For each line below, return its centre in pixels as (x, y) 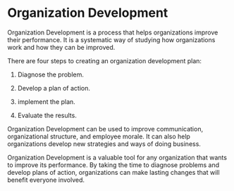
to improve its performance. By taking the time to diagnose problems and (113, 165)
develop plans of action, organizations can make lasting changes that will (113, 172)
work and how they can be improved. (61, 47)
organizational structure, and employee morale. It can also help (99, 136)
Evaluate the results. (47, 115)
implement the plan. (46, 101)
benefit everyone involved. (46, 180)
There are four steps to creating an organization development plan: (105, 60)
